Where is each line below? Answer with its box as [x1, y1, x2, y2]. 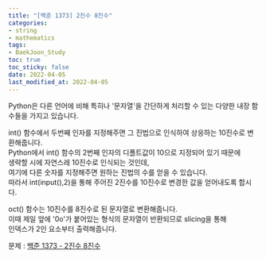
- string [8, 26, 37, 34]
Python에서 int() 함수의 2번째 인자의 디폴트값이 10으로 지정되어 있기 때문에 [8, 148, 241, 157]
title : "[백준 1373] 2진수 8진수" [8, 11, 113, 20]
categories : [8, 19, 48, 27]
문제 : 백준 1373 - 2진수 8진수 [8, 241, 101, 250]
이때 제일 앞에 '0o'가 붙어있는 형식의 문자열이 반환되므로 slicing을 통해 [8, 214, 227, 223]
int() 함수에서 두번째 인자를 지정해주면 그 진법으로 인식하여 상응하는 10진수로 [8, 128, 245, 137]
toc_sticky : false [8, 64, 69, 71]
